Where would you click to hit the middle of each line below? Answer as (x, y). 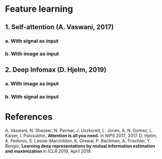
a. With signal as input (32, 41)
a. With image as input (32, 83)
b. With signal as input (32, 97)
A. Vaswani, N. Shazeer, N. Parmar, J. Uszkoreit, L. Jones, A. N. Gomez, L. (79, 130)
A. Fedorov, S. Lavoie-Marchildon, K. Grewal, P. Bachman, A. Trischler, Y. (78, 140)
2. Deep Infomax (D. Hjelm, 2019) (56, 70)
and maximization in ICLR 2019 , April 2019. (48, 151)
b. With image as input (32, 54)
